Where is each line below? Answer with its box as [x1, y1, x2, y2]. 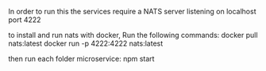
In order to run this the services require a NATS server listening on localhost [8, 7, 256, 16]
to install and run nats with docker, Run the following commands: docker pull [8, 31, 258, 39]
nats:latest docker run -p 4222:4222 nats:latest [8, 39, 164, 48]
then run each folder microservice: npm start [8, 54, 155, 63]
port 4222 [8, 15, 41, 24]
